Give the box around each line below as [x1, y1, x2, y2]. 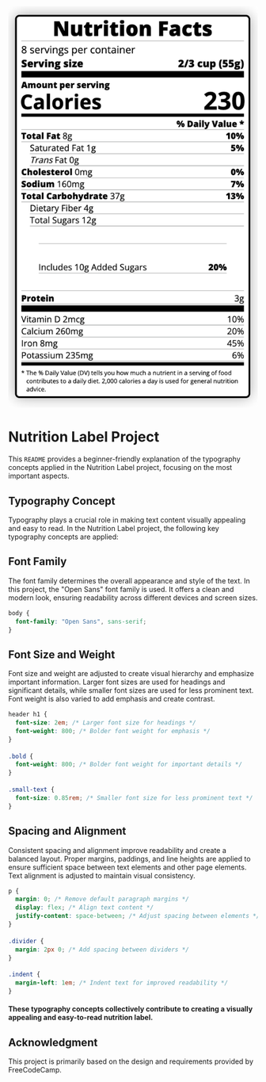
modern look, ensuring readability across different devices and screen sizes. [8, 593, 258, 602]
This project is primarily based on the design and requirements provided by [8, 1057, 254, 1066]
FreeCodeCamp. [8, 1065, 62, 1075]
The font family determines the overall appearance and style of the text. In [8, 575, 251, 585]
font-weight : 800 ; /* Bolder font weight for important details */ [15, 760, 243, 769]
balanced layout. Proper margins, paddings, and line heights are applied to [8, 854, 251, 863]
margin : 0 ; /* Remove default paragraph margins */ [15, 895, 190, 904]
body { [8, 609, 30, 617]
